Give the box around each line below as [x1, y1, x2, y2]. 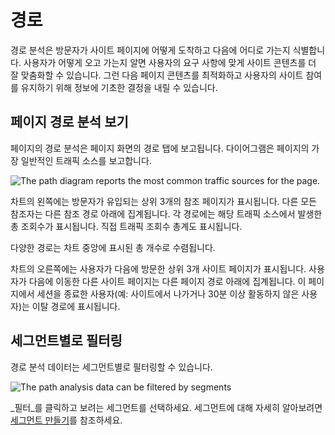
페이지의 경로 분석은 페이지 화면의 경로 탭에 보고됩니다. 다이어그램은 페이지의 [10, 142, 310, 154]
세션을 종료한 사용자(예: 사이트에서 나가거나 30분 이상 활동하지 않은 [36, 287, 300, 300]
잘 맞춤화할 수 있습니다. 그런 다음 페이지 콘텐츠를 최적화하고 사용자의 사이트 [10, 69, 304, 81]
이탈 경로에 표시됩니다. [31, 300, 121, 312]
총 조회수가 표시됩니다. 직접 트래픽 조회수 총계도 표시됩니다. [10, 220, 243, 232]
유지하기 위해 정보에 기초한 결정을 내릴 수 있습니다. [20, 81, 218, 93]
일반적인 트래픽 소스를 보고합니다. [20, 154, 152, 166]
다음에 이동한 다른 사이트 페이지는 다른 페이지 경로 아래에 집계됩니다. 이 [28, 275, 307, 287]
